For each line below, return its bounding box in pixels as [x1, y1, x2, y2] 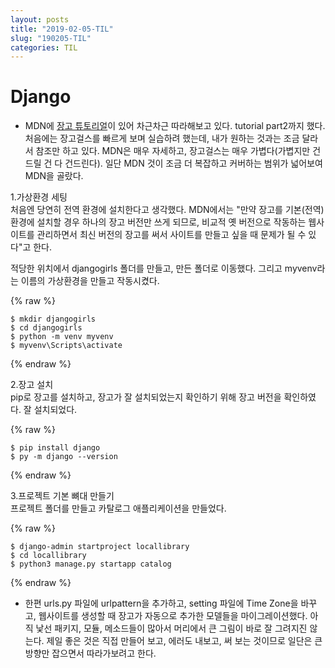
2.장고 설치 [10, 379, 54, 391]
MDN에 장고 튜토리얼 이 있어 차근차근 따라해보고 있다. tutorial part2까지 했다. [24, 120, 326, 132]
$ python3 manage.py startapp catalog [10, 559, 172, 570]
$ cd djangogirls [10, 323, 83, 333]
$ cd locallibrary [10, 551, 87, 561]
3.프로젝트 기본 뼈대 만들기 [10, 490, 115, 502]
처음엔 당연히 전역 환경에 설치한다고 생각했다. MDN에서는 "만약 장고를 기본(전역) [10, 204, 325, 216]
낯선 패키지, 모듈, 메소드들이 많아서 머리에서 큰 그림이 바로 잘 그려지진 [35, 622, 308, 635]
